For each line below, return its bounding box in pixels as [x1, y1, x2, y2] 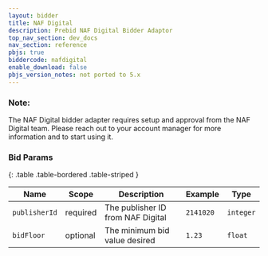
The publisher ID [104, 202, 167, 213]
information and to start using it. [8, 132, 114, 142]
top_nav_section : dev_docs [8, 33, 98, 42]
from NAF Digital [104, 212, 167, 223]
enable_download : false [8, 64, 88, 72]
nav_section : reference [8, 41, 88, 49]
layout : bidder [8, 11, 59, 20]
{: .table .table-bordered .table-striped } [8, 170, 140, 180]
